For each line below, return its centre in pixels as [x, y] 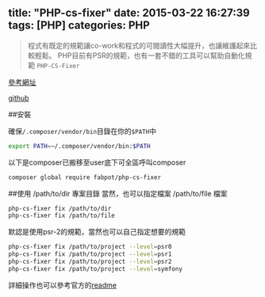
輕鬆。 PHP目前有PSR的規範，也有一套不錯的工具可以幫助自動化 [140, 55]
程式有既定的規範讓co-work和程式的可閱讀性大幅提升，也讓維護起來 [139, 45]
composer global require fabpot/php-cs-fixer [84, 177]
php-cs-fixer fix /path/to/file [61, 216]
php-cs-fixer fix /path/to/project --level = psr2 [90, 262]
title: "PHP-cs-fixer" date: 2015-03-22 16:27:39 [129, 13]
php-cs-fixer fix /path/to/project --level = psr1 [90, 254]
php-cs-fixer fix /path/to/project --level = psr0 [90, 247]
